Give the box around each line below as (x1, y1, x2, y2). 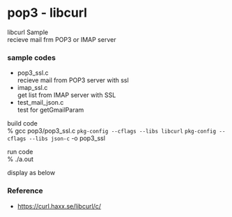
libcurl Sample (7, 28, 49, 36)
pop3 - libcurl (7, 5, 88, 21)
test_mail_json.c (17, 98, 64, 107)
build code (7, 119, 38, 128)
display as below (7, 169, 56, 177)
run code (7, 148, 33, 156)
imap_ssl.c (17, 84, 48, 92)
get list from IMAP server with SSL (17, 91, 116, 99)
